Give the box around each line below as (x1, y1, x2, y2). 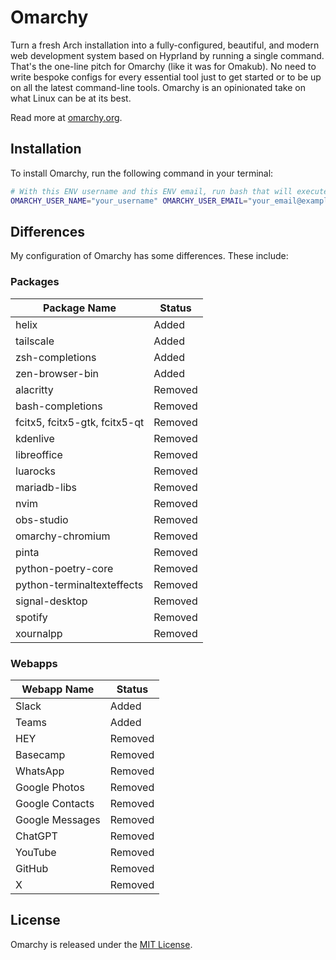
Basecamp (15, 747, 66, 761)
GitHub (15, 861, 49, 875)
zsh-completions (15, 350, 97, 364)
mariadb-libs (15, 480, 77, 494)
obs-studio (15, 512, 69, 526)
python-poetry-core (15, 561, 114, 575)
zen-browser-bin (15, 366, 100, 380)
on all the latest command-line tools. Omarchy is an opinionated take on (10, 81, 306, 93)
